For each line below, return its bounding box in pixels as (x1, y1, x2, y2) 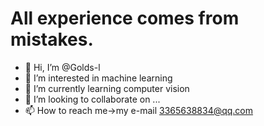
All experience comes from (10, 7, 240, 30)
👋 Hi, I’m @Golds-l (24, 61, 101, 73)
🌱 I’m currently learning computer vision (24, 82, 190, 94)
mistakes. (10, 28, 94, 51)
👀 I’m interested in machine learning (24, 72, 173, 84)
